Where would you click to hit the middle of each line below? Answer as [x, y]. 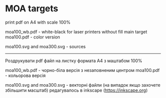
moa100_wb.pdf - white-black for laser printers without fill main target [76, 32]
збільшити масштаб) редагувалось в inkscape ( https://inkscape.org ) [76, 90]
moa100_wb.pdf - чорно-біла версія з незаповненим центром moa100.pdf [82, 70]
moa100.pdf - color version [33, 37]
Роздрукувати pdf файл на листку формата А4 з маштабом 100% [74, 61]
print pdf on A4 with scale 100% [38, 22]
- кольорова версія [25, 75]
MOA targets [32, 9]
